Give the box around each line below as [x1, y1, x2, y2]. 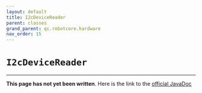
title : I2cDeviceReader [6, 14, 66, 20]
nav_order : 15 [6, 31, 42, 37]
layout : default [6, 8, 47, 15]
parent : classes [6, 20, 47, 26]
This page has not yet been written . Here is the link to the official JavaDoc [6, 80, 192, 88]
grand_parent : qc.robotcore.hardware [6, 25, 101, 32]
